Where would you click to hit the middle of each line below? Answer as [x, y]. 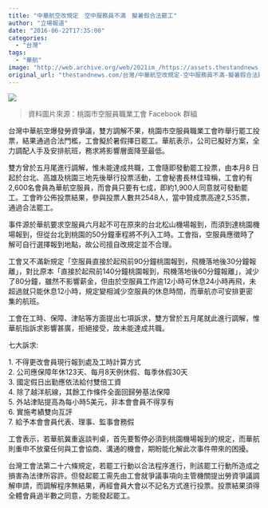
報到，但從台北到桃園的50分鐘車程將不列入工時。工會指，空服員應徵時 [131, 234]
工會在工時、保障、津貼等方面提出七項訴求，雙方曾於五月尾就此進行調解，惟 [134, 318]
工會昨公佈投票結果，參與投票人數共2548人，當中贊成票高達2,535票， [138, 197]
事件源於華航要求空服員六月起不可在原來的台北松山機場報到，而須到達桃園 [130, 224]
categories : [28, 38]
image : [19, 68]
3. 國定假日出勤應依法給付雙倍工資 [65, 382]
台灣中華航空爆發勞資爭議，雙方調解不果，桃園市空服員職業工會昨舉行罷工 [130, 130]
